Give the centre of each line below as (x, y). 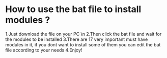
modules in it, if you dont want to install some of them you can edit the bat (83, 44)
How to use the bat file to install (73, 9)
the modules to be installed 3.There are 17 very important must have (77, 39)
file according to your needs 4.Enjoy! (44, 50)
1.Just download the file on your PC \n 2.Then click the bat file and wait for (83, 34)
